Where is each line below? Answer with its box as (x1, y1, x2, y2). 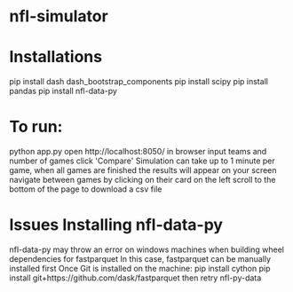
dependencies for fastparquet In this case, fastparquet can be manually (9, 254, 272, 264)
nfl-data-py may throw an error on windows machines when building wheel (9, 244, 285, 255)
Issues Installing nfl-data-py (9, 215, 224, 235)
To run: (9, 117, 63, 137)
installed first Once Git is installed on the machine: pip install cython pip (9, 264, 271, 273)
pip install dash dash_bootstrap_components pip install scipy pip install (9, 76, 269, 87)
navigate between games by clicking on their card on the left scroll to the (9, 175, 276, 185)
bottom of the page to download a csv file (9, 184, 162, 194)
